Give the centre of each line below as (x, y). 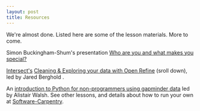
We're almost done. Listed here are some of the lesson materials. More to (97, 34)
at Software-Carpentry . (35, 101)
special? (17, 59)
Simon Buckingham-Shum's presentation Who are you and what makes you (100, 52)
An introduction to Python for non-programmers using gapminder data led (98, 88)
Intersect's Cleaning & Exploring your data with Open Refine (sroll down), (97, 70)
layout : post (23, 12)
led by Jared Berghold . (35, 77)
